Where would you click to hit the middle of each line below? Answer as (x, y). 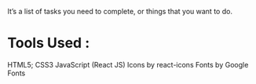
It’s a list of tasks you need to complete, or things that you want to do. (120, 11)
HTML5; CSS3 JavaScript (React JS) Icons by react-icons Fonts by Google (128, 64)
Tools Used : (49, 43)
